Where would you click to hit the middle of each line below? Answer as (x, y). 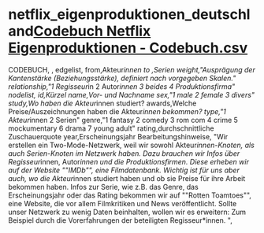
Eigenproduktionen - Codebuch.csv (128, 48)
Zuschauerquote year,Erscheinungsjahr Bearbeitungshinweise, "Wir (118, 136)
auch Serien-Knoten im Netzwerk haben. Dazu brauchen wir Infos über (124, 153)
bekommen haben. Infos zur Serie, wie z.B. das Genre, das (103, 187)
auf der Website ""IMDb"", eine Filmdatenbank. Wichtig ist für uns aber (124, 170)
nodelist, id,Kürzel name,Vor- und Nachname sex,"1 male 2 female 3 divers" (131, 94)
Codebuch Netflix (92, 31)
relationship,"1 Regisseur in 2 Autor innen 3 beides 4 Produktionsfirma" (122, 86)
